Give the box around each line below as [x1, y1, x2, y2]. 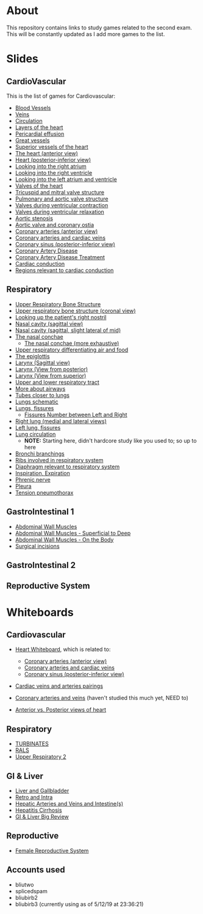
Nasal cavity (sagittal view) [15, 320, 84, 327]
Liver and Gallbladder [15, 787, 69, 794]
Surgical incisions [15, 542, 60, 550]
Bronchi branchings [15, 450, 65, 457]
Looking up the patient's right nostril [15, 313, 107, 321]
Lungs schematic [15, 398, 59, 405]
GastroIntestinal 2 [6, 560, 76, 570]
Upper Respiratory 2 [15, 753, 66, 761]
